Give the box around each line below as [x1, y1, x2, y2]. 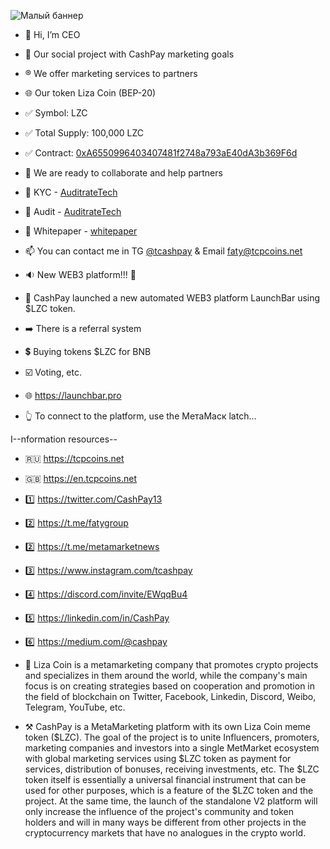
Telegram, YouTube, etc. [24, 701, 126, 713]
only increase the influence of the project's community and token [24, 806, 295, 817]
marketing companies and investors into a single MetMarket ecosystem [24, 742, 320, 754]
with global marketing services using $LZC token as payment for [24, 753, 292, 764]
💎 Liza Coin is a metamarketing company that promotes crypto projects [24, 659, 319, 670]
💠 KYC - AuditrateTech [24, 186, 118, 198]
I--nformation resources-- [10, 433, 118, 445]
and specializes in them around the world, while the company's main [24, 670, 308, 681]
